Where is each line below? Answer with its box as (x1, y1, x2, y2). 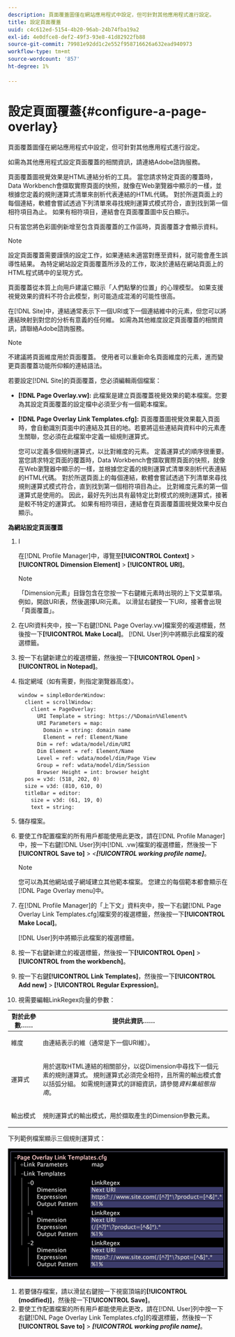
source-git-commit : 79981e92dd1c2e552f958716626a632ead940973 (8, 41, 192, 48)
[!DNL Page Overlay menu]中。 (17, 886, 107, 894)
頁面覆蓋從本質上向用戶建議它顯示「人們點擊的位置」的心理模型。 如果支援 (8, 283, 224, 292)
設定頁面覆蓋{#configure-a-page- (8, 103, 207, 119)
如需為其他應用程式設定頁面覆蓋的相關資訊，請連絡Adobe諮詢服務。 (8, 157, 204, 166)
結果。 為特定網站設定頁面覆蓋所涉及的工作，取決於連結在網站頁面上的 (20, 259, 224, 268)
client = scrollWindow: (24, 699, 93, 706)
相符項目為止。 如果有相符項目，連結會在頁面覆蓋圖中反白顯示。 (8, 207, 193, 216)
